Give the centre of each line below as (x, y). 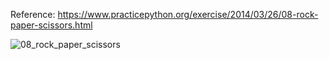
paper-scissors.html (51, 25)
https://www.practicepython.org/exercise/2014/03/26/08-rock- (188, 14)
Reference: (33, 14)
